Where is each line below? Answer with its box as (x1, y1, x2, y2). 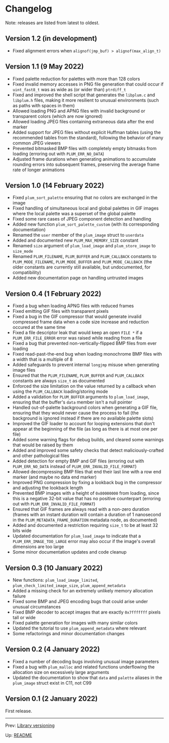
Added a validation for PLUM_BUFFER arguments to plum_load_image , (12, 394, 150, 400)
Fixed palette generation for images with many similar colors (12, 620, 138, 626)
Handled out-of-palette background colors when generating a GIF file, (12, 404, 158, 411)
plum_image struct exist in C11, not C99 (12, 680, 92, 686)
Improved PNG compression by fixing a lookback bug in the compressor (12, 480, 162, 486)
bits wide (12, 527, 32, 534)
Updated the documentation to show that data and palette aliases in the (12, 674, 162, 681)
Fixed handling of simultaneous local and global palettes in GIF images (12, 205, 159, 212)
